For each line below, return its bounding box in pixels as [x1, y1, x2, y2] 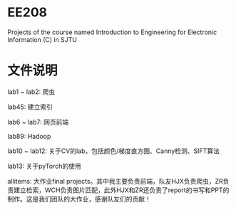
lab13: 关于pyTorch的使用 [7, 162, 82, 170]
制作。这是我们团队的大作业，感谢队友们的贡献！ [7, 194, 151, 203]
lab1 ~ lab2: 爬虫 [7, 87, 56, 96]
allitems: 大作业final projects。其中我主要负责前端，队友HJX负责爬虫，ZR [7, 177, 223, 185]
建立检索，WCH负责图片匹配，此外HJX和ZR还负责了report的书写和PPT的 [13, 186, 230, 194]
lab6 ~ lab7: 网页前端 [7, 117, 69, 126]
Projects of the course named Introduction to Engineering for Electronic [7, 28, 217, 36]
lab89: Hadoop [7, 132, 51, 140]
